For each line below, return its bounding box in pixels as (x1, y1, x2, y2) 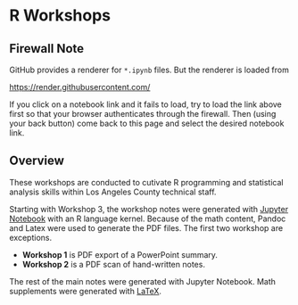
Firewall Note (9, 41, 85, 56)
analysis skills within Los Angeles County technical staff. (9, 186, 217, 197)
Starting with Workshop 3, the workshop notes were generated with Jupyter (9, 203, 288, 214)
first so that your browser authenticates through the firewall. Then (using (9, 109, 277, 119)
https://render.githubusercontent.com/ (9, 82, 151, 92)
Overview (9, 153, 65, 169)
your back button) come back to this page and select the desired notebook (9, 118, 285, 128)
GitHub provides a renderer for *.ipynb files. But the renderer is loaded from (9, 64, 290, 75)
